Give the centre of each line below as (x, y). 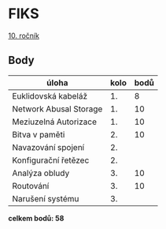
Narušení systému (46, 198)
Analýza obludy (41, 173)
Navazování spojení (48, 147)
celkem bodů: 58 (36, 218)
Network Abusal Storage (57, 109)
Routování (31, 186)
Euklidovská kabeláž (50, 96)
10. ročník (24, 36)
